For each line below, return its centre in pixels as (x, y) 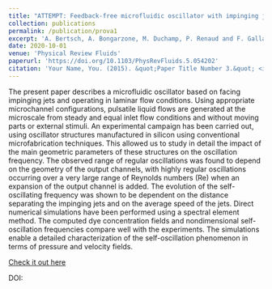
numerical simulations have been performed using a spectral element (124, 212)
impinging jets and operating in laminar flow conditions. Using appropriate (132, 100)
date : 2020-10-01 (38, 46)
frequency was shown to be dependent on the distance (136, 194)
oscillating (25, 194)
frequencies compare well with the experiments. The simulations (152, 229)
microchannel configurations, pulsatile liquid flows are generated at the (127, 108)
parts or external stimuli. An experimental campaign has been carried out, (131, 125)
